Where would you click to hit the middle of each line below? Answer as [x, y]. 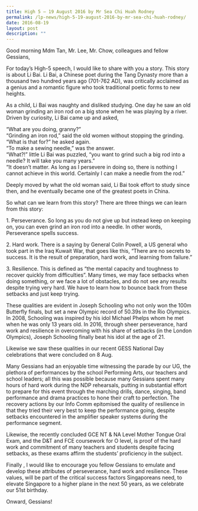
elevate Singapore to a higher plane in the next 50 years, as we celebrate [95, 484]
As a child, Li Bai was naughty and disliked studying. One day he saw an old [98, 105]
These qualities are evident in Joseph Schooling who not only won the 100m [99, 306]
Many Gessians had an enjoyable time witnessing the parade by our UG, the [98, 366]
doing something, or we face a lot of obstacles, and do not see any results [97, 281]
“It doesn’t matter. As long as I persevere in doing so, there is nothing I [92, 167]
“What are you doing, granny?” [44, 129]
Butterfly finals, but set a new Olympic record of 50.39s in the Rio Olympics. [98, 312]
